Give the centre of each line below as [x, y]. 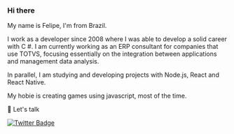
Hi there [21, 10]
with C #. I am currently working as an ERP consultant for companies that [113, 47]
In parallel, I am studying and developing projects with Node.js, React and [113, 75]
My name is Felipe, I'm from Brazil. [57, 26]
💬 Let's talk [23, 110]
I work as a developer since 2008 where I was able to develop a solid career [117, 39]
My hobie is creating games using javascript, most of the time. [97, 96]
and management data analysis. [53, 61]
